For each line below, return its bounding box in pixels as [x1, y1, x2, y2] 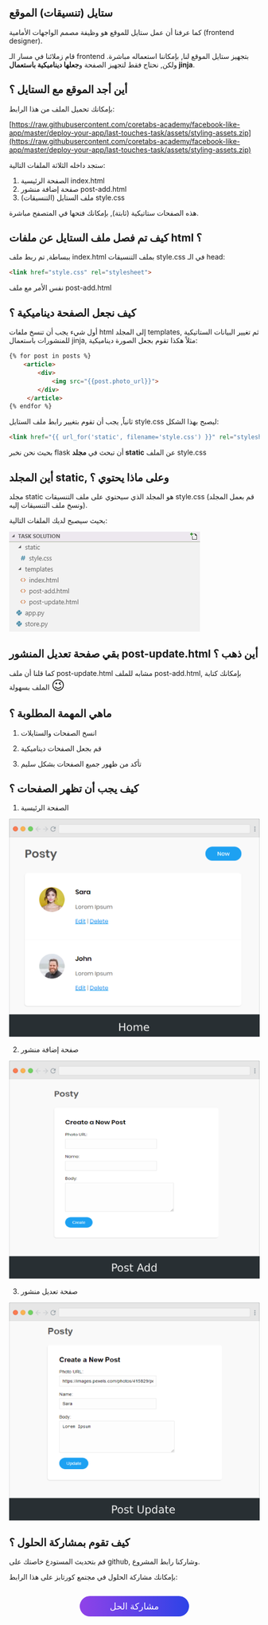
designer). [9, 36, 43, 45]
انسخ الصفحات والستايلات [20, 728, 98, 737]
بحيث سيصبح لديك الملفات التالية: [9, 515, 108, 525]
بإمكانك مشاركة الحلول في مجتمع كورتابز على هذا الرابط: [9, 1572, 178, 1582]
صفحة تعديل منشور [20, 1286, 78, 1296]
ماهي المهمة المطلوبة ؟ [9, 707, 112, 721]
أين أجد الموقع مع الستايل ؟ [9, 83, 128, 96]
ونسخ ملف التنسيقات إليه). [9, 500, 88, 510]
